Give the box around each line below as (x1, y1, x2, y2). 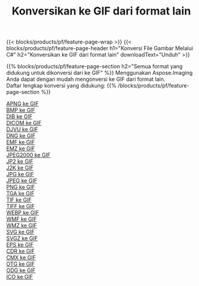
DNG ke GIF (6, 132, 36, 139)
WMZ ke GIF (6, 222, 37, 229)
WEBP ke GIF (6, 209, 39, 217)
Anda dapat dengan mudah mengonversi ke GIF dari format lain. (6, 75, 166, 83)
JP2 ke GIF (6, 158, 34, 165)
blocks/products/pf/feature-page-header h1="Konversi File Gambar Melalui (6, 45, 194, 52)
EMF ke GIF (6, 139, 35, 146)
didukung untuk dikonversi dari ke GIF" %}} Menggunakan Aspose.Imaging (6, 69, 193, 77)
